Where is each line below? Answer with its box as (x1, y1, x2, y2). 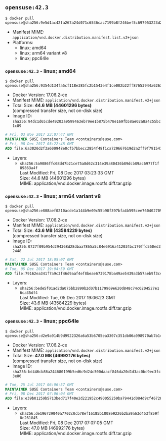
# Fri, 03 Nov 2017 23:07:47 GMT (5, 132, 74, 137)
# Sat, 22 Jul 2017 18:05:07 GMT (5, 257, 74, 262)
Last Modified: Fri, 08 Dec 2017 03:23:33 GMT (19, 169, 115, 175)
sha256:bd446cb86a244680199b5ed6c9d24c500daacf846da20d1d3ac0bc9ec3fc (12, 369, 161, 374)
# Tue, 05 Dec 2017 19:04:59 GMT (5, 266, 74, 272)
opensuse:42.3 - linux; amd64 (5, 67, 76, 74)
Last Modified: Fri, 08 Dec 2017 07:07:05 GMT (19, 420, 114, 426)
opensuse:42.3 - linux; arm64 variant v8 (5, 193, 101, 200)
